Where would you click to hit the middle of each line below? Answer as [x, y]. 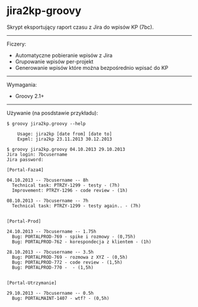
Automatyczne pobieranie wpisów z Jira [64, 55]
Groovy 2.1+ [30, 96]
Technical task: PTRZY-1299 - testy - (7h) [66, 185]
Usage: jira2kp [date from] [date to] [65, 134]
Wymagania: [22, 85]
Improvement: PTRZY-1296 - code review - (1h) [70, 190]
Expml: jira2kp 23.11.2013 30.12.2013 [65, 139]
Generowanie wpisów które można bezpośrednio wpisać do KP [92, 68]
